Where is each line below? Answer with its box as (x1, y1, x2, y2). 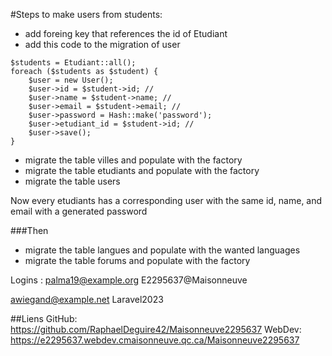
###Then (10, 225, 49, 236)
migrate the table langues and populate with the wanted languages (24, 244, 301, 256)
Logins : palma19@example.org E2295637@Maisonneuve (10, 274, 248, 286)
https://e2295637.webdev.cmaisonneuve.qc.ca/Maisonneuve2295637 (10, 334, 300, 346)
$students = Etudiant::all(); (10, 58, 137, 68)
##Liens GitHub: (10, 313, 78, 324)
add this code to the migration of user (24, 39, 181, 50)
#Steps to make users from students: (10, 9, 163, 20)
